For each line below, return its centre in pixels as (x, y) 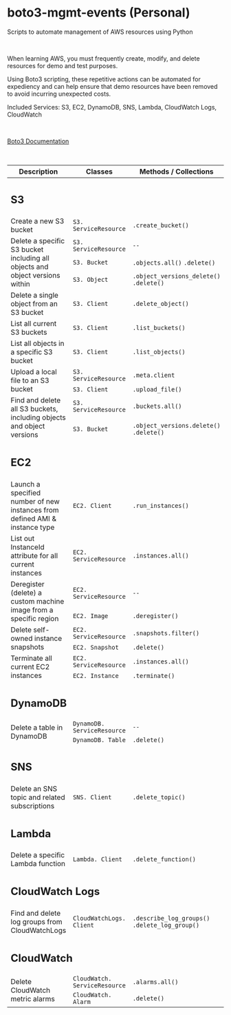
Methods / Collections (177, 172)
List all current (34, 324)
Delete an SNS (34, 788)
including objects (38, 418)
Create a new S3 (37, 221)
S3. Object (90, 279)
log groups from (37, 921)
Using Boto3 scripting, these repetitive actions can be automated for (104, 79)
